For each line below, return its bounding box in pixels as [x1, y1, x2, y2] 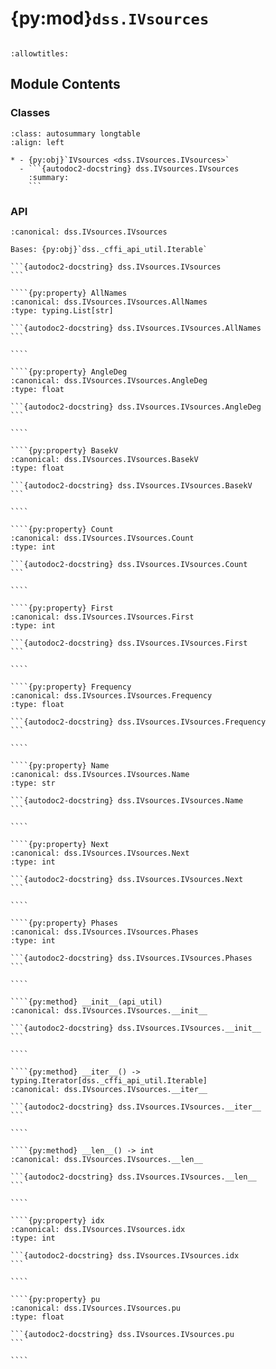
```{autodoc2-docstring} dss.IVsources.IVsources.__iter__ [10, 1102, 262, 1112]
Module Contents [10, 76, 121, 93]
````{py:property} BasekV [10, 445, 118, 456]
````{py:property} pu [10, 1294, 101, 1304]
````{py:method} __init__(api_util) [10, 997, 163, 1007]
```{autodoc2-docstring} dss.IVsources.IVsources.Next [10, 874, 244, 884]
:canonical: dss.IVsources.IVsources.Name [10, 769, 190, 779]
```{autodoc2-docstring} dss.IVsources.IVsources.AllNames [10, 323, 262, 333]
